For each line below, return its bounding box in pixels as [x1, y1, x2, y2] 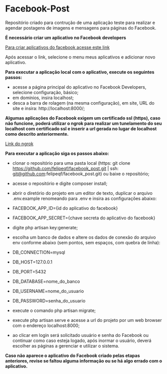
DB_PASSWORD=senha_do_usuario [12, 297, 86, 303]
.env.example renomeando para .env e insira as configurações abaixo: [12, 195, 157, 201]
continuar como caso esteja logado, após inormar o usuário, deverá [12, 337, 152, 343]
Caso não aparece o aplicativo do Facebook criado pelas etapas [5, 352, 141, 358]
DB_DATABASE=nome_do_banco [12, 278, 80, 284]
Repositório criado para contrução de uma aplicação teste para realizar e [5, 20, 156, 26]
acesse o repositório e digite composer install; [12, 180, 108, 186]
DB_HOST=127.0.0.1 [12, 259, 52, 265]
